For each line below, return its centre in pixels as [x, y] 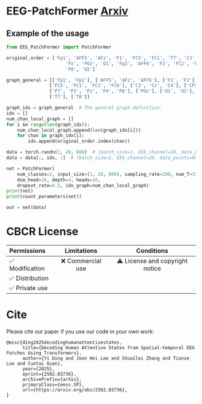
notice [152, 268]
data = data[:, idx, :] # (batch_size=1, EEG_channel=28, [82, 158]
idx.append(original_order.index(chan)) [79, 141]
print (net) [20, 191]
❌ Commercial [81, 261]
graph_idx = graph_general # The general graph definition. [84, 108]
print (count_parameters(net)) [44, 197]
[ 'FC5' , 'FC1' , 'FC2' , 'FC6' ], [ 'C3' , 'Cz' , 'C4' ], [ [118, 85]
